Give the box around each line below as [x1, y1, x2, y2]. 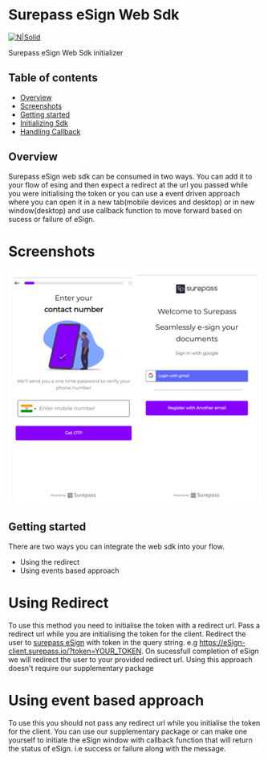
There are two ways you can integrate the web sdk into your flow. [8, 541, 225, 551]
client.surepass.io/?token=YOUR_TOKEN [8, 646, 142, 656]
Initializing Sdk [19, 118, 68, 128]
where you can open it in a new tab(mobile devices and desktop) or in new [8, 197, 255, 207]
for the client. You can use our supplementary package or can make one [8, 726, 247, 736]
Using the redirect [19, 557, 80, 566]
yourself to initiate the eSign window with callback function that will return [8, 734, 253, 745]
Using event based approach [8, 692, 205, 710]
